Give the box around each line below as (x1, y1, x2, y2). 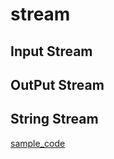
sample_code (10, 137, 66, 149)
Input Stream (10, 43, 93, 60)
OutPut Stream (10, 76, 105, 93)
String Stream (10, 111, 99, 128)
